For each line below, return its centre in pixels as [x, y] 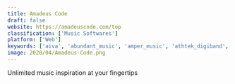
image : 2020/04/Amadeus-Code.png [56, 53]
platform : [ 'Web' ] [34, 40]
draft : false [26, 20]
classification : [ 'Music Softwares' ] [63, 33]
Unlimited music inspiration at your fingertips [73, 72]
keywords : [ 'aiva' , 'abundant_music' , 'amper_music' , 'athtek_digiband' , [118, 46]
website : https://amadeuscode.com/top [64, 27]
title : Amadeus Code [38, 14]
